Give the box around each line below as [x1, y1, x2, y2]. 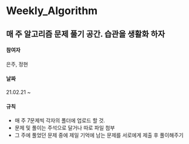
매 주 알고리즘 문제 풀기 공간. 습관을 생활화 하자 [6, 29, 166, 39]
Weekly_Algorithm [6, 4, 98, 18]
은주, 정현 [6, 61, 28, 68]
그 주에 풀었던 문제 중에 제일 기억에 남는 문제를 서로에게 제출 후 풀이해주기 [14, 132, 184, 139]
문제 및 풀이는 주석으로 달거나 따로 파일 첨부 [14, 125, 116, 132]
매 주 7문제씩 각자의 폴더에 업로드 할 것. [14, 117, 106, 124]
